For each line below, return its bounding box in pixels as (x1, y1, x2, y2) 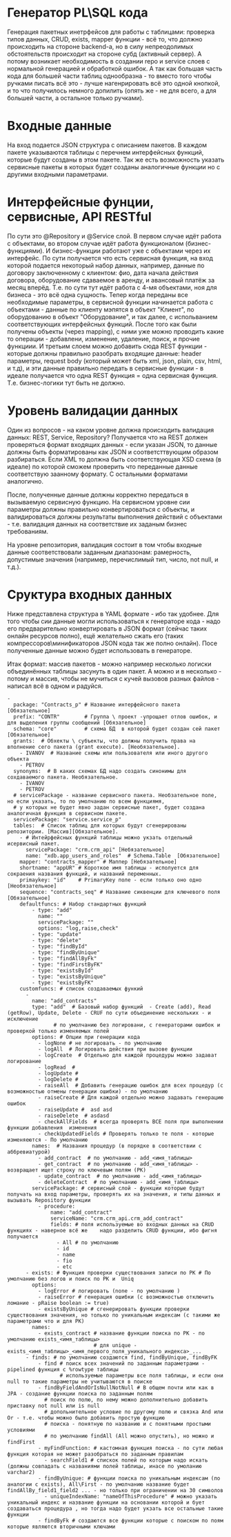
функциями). (7, 247, 45, 255)
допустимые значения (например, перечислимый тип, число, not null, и (7, 555, 219, 564)
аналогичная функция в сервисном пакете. (7, 810, 128, 817)
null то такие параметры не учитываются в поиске (7, 1378, 153, 1385)
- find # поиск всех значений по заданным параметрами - (37, 1359, 205, 1367)
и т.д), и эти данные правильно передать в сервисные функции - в (7, 364, 204, 372)
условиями (7, 1426, 36, 1433)
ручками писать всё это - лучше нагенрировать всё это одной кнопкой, (7, 79, 221, 87)
